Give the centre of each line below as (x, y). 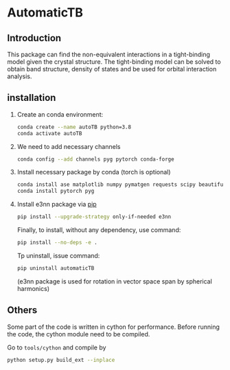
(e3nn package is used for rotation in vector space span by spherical (115, 281)
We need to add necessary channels (69, 146)
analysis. (20, 76)
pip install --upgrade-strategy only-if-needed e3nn (94, 217)
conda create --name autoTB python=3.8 (74, 127)
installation (32, 98)
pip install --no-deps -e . (57, 243)
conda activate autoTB (49, 133)
